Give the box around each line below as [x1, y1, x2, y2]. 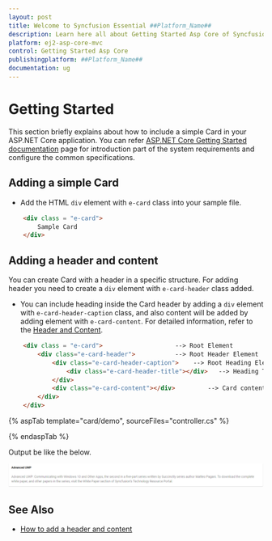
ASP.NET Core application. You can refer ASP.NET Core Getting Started [8, 135, 247, 145]
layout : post [8, 13, 53, 21]
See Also [8, 502, 54, 517]
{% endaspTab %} [8, 432, 70, 442]
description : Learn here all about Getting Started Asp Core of [8, 30, 230, 38]
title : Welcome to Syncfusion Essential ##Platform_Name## [8, 21, 212, 30]
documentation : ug [8, 65, 70, 73]
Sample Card [37, 222, 79, 230]
